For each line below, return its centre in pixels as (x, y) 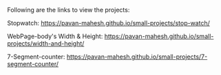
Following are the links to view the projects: (69, 10)
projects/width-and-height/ (46, 43)
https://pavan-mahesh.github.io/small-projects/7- (137, 57)
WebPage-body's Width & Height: (55, 36)
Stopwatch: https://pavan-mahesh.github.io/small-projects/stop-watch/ (108, 23)
